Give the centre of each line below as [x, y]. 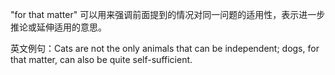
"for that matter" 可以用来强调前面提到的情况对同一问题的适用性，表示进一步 [168, 14]
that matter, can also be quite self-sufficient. [101, 59]
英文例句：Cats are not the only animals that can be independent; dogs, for [165, 48]
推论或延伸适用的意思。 [58, 27]
